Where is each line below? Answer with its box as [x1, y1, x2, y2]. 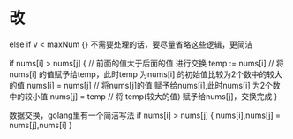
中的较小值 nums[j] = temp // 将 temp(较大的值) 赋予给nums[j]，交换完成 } [9, 90, 278, 102]
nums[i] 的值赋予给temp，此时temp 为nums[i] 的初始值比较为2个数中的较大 [9, 68, 282, 80]
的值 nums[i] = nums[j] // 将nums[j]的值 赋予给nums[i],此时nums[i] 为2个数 [9, 80, 281, 90]
